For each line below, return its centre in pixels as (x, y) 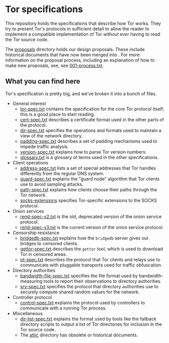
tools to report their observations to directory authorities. (103, 281)
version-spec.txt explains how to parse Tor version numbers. (83, 152)
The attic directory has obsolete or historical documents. (79, 335)
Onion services (28, 211)
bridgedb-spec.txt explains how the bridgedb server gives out (84, 238)
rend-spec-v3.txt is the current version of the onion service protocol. (92, 227)
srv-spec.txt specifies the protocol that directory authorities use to (89, 286)
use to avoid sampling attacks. (52, 184)
